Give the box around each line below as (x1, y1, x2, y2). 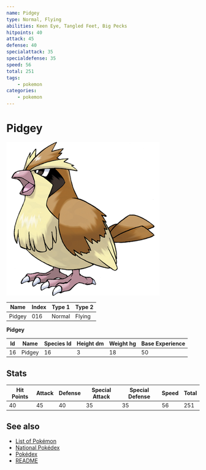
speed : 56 (6, 61, 32, 68)
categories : (6, 88, 37, 94)
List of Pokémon (15, 437, 57, 445)
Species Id (44, 340, 72, 347)
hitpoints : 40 (6, 29, 43, 36)
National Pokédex (15, 444, 60, 452)
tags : (6, 74, 20, 81)
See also (6, 421, 40, 431)
